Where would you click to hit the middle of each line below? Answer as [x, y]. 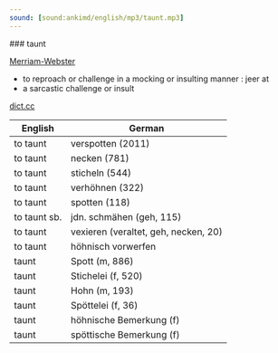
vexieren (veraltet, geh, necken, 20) [147, 232]
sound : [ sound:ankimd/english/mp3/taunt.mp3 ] [96, 18]
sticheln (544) [101, 173]
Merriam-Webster [43, 61]
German [147, 128]
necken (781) [100, 157]
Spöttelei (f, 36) [105, 305]
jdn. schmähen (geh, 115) [126, 216]
